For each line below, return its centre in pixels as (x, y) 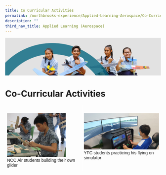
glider (13, 165)
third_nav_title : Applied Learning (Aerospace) (55, 26)
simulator (93, 157)
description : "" (22, 21)
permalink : (16, 16)
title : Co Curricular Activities (40, 10)
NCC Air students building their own (41, 160)
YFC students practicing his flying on (119, 153)
